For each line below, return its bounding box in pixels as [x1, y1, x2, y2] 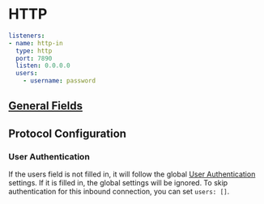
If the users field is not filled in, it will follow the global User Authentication [8, 169, 256, 179]
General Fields [8, 99, 83, 113]
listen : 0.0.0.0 [15, 62, 70, 70]
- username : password [23, 77, 96, 85]
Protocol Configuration [8, 126, 127, 140]
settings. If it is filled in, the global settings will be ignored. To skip [8, 178, 228, 188]
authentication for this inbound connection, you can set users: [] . [8, 187, 230, 197]
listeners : [8, 32, 45, 40]
